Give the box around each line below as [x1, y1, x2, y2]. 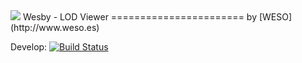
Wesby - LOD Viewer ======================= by [22, 11, 257, 23]
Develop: [10, 41, 48, 53]
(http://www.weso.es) [10, 22, 100, 33]
